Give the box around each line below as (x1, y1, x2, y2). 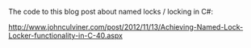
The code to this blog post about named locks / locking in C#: (8, 7, 214, 16)
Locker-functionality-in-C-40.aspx (8, 31, 123, 40)
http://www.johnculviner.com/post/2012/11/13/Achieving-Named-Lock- (8, 22, 244, 31)
